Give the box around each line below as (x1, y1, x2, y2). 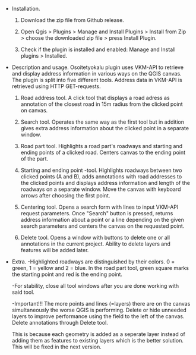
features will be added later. (20, 247, 89, 253)
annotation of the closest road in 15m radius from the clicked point (20, 100, 183, 108)
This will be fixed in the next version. (11, 343, 102, 350)
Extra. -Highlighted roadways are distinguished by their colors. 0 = (11, 258, 175, 265)
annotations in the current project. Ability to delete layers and (20, 240, 171, 247)
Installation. (11, 5, 40, 12)
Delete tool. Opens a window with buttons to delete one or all (20, 234, 170, 241)
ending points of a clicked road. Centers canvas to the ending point (20, 149, 186, 156)
